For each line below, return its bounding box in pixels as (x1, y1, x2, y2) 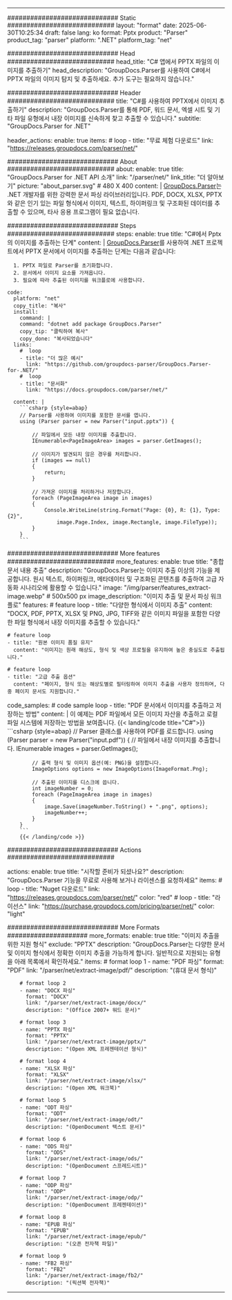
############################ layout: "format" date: (7, 21, 177, 29)
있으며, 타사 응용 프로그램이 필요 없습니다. (27, 208, 140, 215)
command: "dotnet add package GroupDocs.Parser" (19, 321, 162, 328)
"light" (7, 910, 26, 918)
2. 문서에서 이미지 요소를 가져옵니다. (13, 269, 106, 276)
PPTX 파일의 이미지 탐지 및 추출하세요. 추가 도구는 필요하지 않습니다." (7, 75, 195, 83)
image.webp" (7, 592, 46, 600)
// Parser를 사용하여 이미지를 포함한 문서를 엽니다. (19, 412, 151, 419)
